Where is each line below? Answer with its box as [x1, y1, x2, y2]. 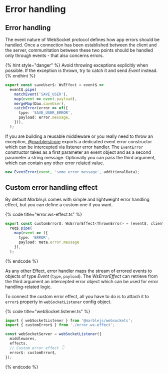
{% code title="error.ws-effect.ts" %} [5, 211, 82, 218]
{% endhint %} [5, 73, 36, 78]
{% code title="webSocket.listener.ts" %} [5, 308, 90, 314]
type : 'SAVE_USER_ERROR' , [18, 110, 72, 115]
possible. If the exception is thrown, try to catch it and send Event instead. [5, 67, 158, 73]
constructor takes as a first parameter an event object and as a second [5, 149, 151, 155]
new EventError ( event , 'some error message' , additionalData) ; [5, 169, 140, 174]
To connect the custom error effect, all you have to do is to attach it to [5, 293, 149, 299]
